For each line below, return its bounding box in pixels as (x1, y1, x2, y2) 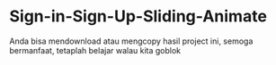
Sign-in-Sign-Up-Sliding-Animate (9, 6, 268, 27)
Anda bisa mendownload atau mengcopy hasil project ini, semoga (9, 36, 254, 46)
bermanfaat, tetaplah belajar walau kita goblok (9, 45, 182, 55)
